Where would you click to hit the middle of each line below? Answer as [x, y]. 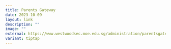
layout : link [19, 19]
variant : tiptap [22, 39]
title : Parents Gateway [31, 10]
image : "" [16, 29]
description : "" [22, 24]
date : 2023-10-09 [24, 15]
